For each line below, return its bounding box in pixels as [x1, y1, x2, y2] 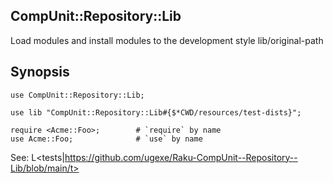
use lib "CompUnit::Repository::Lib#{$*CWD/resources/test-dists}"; [10, 107, 302, 118]
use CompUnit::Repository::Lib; [10, 90, 145, 100]
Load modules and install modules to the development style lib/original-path [10, 34, 324, 46]
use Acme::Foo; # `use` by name [10, 134, 203, 144]
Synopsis [10, 64, 70, 81]
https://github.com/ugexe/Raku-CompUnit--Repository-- [64, 151, 298, 163]
